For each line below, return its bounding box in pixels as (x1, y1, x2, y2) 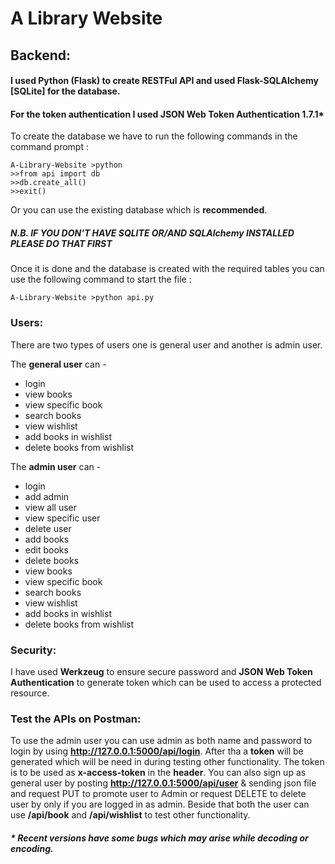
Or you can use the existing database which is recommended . (10, 204, 268, 216)
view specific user (24, 512, 101, 524)
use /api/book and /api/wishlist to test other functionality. (10, 809, 251, 821)
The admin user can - (10, 460, 102, 472)
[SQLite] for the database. (10, 85, 121, 97)
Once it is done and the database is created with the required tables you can (10, 263, 325, 275)
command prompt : (10, 141, 89, 153)
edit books (24, 543, 69, 556)
